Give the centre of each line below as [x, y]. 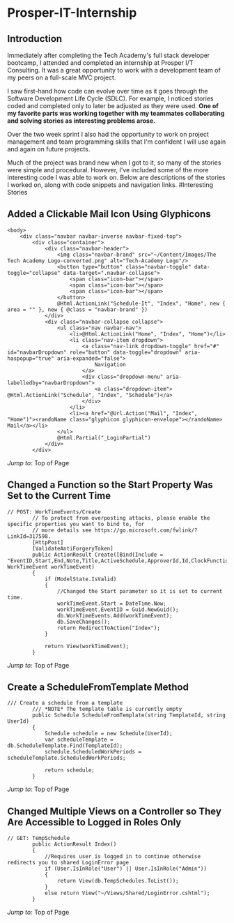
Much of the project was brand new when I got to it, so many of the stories [114, 163]
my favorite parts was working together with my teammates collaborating [116, 113]
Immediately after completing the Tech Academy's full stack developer [109, 55]
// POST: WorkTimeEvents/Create [54, 512]
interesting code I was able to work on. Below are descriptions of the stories [116, 177]
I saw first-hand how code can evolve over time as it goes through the [108, 91]
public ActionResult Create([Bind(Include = [98, 555]
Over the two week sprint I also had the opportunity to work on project [108, 134]
